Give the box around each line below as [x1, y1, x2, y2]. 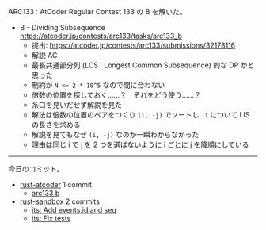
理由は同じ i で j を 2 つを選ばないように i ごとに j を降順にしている [31, 140, 249, 149]
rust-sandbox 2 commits [19, 197, 101, 206]
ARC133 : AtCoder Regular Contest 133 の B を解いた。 [8, 7, 187, 16]
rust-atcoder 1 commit [19, 180, 93, 189]
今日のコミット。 [8, 164, 64, 173]
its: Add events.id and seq [31, 205, 116, 214]
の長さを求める [31, 120, 81, 129]
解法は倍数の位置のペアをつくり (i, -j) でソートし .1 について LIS [31, 110, 250, 119]
